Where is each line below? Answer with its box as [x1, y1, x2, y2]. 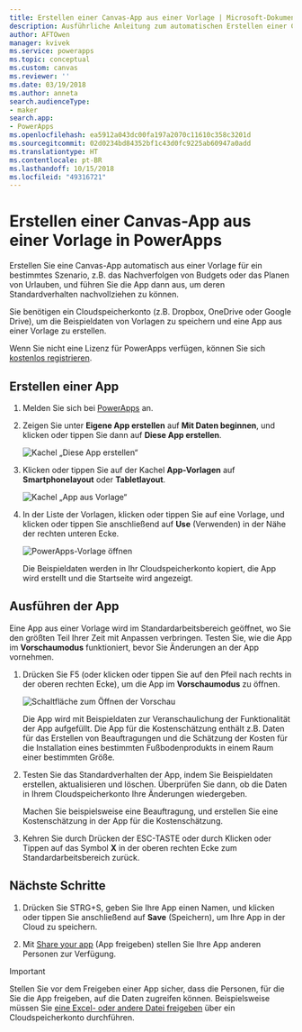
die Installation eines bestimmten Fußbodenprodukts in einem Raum [22, 742, 274, 753]
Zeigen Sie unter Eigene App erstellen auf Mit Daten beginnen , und [22, 420, 276, 431]
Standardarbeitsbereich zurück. [22, 852, 140, 863]
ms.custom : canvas [9, 64, 78, 73]
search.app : [9, 114, 54, 123]
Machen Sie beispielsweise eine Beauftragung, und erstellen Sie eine [22, 806, 279, 817]
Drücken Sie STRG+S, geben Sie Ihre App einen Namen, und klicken [22, 902, 275, 913]
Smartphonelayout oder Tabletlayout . [22, 474, 166, 485]
